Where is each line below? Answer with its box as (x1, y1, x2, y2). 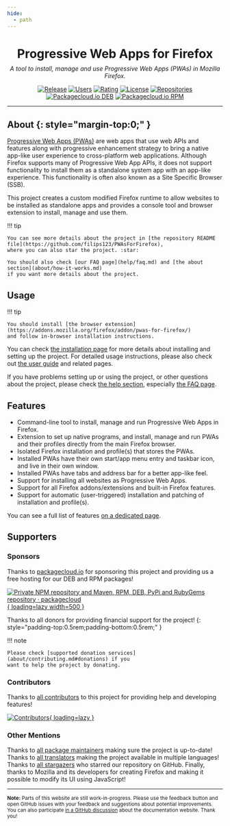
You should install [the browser (7, 321, 103, 328)
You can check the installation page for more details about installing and (7, 345, 211, 353)
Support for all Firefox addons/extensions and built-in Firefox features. (16, 484, 216, 492)
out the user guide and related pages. (7, 360, 114, 368)
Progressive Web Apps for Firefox (16, 46, 214, 62)
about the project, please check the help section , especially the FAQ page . (7, 380, 217, 388)
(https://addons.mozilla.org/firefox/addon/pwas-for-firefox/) (7, 327, 192, 334)
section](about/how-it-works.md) (7, 265, 103, 272)
